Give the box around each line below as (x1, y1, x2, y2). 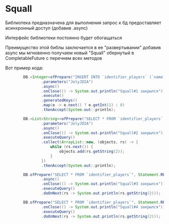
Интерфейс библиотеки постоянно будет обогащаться (5, 35, 122, 41)
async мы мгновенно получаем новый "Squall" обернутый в (5, 50, 134, 56)
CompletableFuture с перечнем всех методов (5, 55, 102, 61)
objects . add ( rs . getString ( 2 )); (59, 149, 125, 154)
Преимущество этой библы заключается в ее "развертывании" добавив (5, 44, 161, 50)
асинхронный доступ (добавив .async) (5, 25, 88, 31)
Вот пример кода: (5, 65, 44, 71)
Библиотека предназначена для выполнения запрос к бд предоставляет (5, 20, 161, 26)
